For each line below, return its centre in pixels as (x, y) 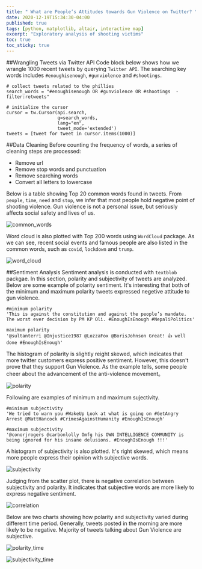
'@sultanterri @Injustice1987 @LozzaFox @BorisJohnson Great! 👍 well (96, 336)
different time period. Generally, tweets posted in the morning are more (94, 523)
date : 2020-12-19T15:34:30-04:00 (48, 17)
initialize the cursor (40, 107)
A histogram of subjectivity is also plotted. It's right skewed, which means (97, 451)
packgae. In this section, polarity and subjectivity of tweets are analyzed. (97, 278)
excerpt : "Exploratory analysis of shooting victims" (75, 34)
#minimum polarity (29, 309)
